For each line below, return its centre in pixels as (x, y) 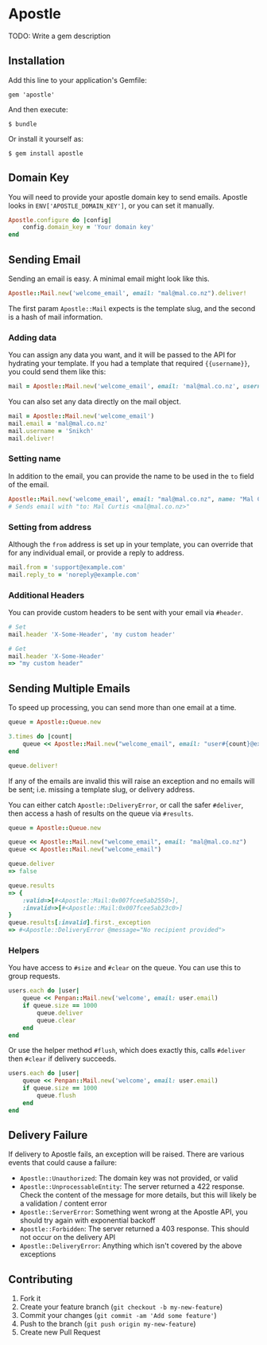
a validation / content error (63, 1203)
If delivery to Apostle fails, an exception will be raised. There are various (126, 1154)
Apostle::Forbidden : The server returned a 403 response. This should (134, 1229)
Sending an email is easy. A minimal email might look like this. (109, 279)
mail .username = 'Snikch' (51, 431)
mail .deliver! (32, 439)
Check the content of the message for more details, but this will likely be (138, 1195)
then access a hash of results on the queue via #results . (101, 813)
